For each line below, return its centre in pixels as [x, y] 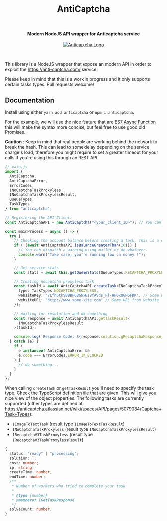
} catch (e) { [24, 341]
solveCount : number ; [31, 509]
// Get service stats [36, 268]
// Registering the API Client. [39, 218]
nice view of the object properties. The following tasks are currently [75, 398]
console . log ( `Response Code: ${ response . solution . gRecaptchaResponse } [89, 337]
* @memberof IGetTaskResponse [43, 500]
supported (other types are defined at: [44, 404]
